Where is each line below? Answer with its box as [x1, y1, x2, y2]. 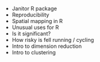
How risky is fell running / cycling [11, 37, 94, 43]
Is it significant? [11, 30, 51, 37]
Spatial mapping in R [11, 18, 63, 24]
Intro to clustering [11, 49, 56, 56]
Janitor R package [11, 5, 57, 12]
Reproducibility [11, 11, 50, 18]
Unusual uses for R [11, 24, 59, 31]
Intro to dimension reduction [11, 43, 82, 50]
